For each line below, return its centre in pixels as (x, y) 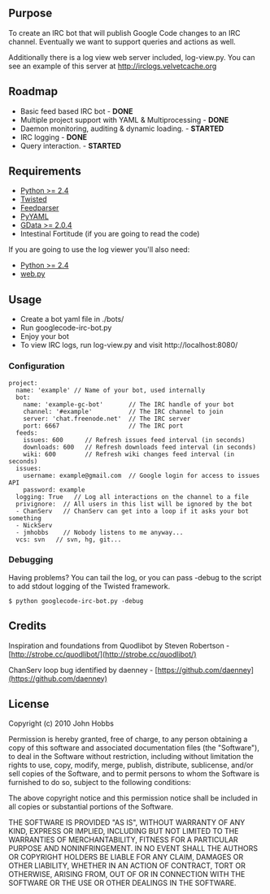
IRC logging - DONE (54, 137)
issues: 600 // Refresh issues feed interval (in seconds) (134, 440)
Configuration (37, 367)
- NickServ (34, 525)
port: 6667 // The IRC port (103, 426)
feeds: (27, 433)
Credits (28, 626)
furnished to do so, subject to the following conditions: (100, 783)
